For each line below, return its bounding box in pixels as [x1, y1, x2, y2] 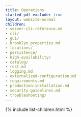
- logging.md [5, 69, 33, 74]
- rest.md [5, 64, 26, 69]
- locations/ [5, 45, 33, 50]
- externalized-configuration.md [5, 74, 76, 79]
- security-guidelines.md [5, 87, 60, 93]
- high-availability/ [5, 54, 51, 60]
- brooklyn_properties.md [5, 41, 60, 46]
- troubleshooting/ [5, 93, 47, 98]
